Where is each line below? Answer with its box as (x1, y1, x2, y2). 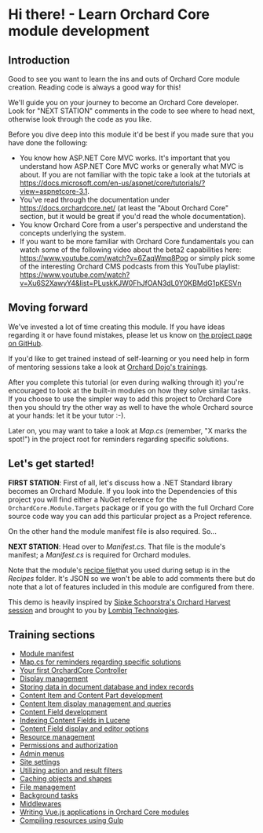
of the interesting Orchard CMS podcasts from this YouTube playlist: (19, 261, 240, 271)
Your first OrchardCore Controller (19, 666, 128, 675)
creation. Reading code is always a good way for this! (8, 82, 181, 92)
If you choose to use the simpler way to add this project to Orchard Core (8, 394, 242, 404)
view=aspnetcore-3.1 (19, 187, 88, 195)
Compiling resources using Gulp (19, 816, 124, 825)
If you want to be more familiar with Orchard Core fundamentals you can (19, 237, 254, 246)
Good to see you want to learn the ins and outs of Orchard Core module (8, 75, 240, 83)
